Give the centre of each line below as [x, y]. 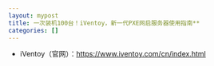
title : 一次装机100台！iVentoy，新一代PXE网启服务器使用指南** [104, 23]
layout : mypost [34, 16]
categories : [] [34, 30]
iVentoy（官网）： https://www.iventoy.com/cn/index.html [113, 54]
